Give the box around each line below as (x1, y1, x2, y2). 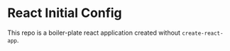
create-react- (182, 30, 224, 37)
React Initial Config (7, 5, 122, 21)
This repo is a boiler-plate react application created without (7, 28, 181, 37)
